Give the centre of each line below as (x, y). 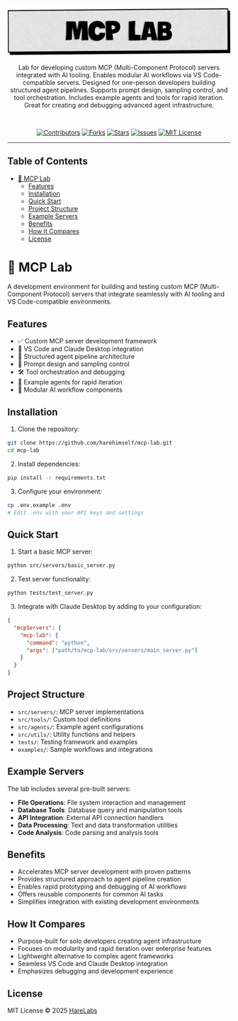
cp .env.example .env (39, 505)
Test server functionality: (54, 579)
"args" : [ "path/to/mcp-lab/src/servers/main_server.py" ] (112, 650)
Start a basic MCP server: (55, 552)
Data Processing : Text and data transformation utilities (98, 825)
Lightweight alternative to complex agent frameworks (96, 956)
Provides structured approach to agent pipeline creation (99, 879)
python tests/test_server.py (50, 593)
